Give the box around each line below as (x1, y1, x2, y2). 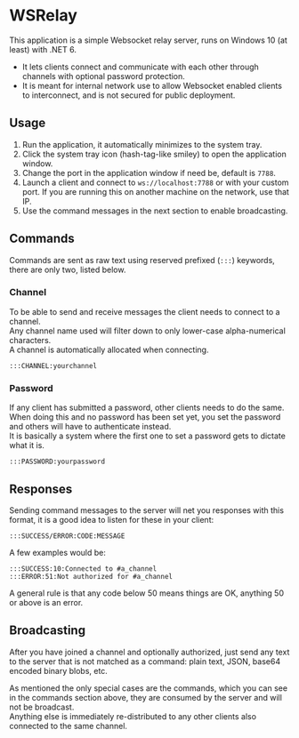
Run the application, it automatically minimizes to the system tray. (21, 139, 263, 149)
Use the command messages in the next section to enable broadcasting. (21, 205, 288, 216)
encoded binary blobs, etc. (9, 665, 109, 676)
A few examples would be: (9, 547, 107, 558)
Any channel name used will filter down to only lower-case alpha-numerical (9, 325, 287, 336)
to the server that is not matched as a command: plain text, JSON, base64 (9, 655, 281, 667)
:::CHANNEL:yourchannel (9, 361, 98, 370)
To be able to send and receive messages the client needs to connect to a (9, 306, 280, 317)
